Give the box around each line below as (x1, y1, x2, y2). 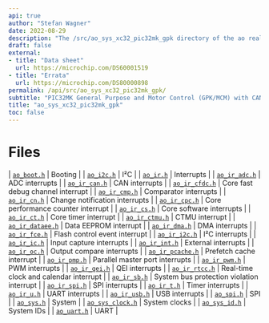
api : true (8, 11, 42, 20)
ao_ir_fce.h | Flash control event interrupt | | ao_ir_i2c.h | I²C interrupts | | (8, 229, 256, 239)
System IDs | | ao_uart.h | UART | (8, 305, 118, 315)
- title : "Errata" (8, 71, 70, 79)
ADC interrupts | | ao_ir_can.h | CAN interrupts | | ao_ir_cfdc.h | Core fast (8, 178, 253, 188)
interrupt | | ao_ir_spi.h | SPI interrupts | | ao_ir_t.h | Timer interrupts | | (8, 280, 249, 289)
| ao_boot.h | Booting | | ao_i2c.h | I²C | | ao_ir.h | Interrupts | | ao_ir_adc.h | (8, 169, 261, 179)
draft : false (8, 42, 52, 50)
